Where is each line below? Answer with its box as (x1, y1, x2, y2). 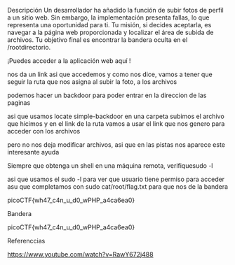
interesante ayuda (7, 148, 60, 156)
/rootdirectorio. (7, 43, 51, 51)
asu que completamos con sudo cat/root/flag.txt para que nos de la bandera (7, 182, 229, 191)
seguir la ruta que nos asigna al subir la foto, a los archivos (7, 78, 177, 86)
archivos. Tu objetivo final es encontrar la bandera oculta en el (7, 36, 188, 44)
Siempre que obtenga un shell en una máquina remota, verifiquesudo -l (7, 162, 213, 170)
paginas (7, 99, 31, 107)
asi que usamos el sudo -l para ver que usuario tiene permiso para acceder (7, 175, 225, 183)
